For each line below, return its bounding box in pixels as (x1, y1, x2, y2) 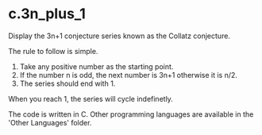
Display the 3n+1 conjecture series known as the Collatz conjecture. (8, 31, 230, 40)
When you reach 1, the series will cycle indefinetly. (8, 94, 173, 103)
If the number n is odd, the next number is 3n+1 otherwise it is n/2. (19, 70, 238, 79)
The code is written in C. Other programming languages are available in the (8, 109, 254, 119)
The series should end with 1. (19, 79, 116, 88)
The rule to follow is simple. (8, 46, 98, 56)
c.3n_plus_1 (8, 5, 86, 23)
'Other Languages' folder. (8, 118, 92, 127)
